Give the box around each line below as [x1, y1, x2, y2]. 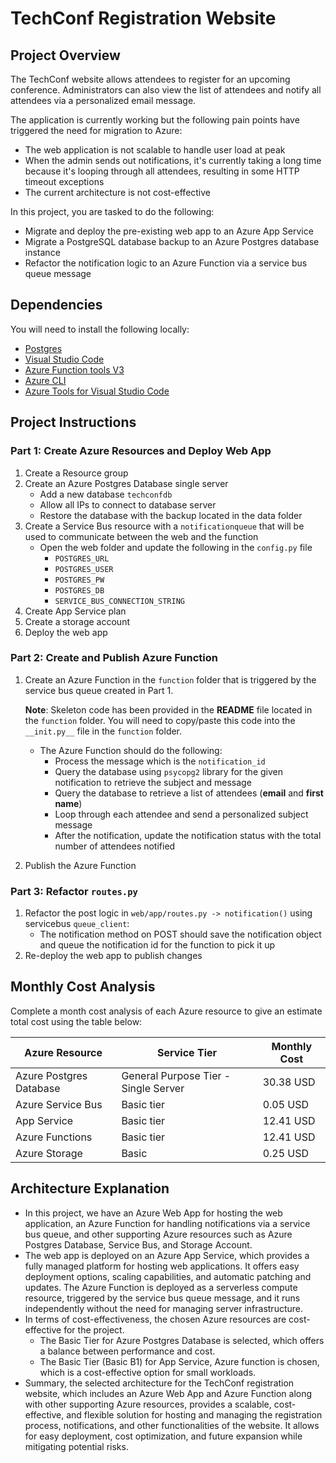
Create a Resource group [24, 467, 129, 479]
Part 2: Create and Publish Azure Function [10, 651, 218, 665]
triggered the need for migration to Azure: [10, 125, 183, 136]
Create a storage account [24, 615, 130, 627]
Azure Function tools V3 [24, 363, 125, 376]
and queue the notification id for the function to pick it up [39, 939, 276, 951]
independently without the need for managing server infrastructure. [24, 1302, 304, 1314]
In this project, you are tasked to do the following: [10, 206, 215, 217]
